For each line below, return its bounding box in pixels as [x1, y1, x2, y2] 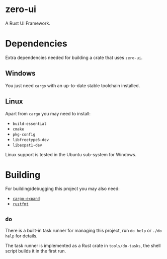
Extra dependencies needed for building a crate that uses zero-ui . [5, 54, 143, 60]
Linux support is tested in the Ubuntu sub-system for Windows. [5, 151, 137, 157]
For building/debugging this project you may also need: [5, 185, 120, 192]
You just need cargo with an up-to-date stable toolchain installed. [5, 82, 140, 89]
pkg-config [12, 132, 36, 137]
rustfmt [12, 202, 29, 207]
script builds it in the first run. [5, 248, 66, 254]
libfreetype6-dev [12, 137, 49, 142]
